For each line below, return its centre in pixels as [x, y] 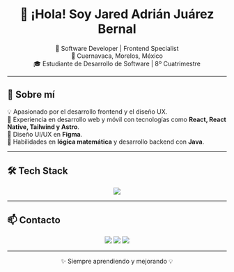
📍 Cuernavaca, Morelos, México [117, 56]
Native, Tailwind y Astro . [44, 127]
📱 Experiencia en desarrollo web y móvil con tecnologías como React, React [117, 119]
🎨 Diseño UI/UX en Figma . [45, 134]
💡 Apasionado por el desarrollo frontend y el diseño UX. [87, 112]
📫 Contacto [34, 220]
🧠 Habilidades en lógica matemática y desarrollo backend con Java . [106, 142]
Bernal [117, 29]
